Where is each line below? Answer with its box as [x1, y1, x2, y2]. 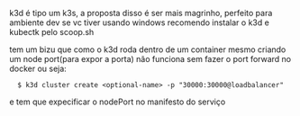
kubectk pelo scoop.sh [9, 27, 95, 37]
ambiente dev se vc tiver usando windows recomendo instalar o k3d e [9, 17, 270, 28]
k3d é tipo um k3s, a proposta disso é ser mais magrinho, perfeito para [9, 8, 273, 18]
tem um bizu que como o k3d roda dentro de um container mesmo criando [9, 44, 286, 55]
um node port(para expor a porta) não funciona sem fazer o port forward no [9, 54, 291, 64]
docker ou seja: [9, 63, 68, 74]
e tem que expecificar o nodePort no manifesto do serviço [9, 96, 226, 107]
